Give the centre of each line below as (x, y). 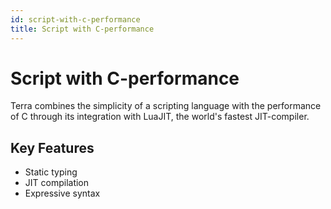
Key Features (52, 147)
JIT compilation (57, 183)
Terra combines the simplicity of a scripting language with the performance (166, 106)
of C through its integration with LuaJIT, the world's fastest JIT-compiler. (160, 117)
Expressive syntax (62, 193)
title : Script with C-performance (82, 29)
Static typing (51, 172)
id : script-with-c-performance (75, 19)
